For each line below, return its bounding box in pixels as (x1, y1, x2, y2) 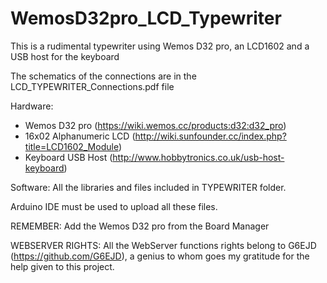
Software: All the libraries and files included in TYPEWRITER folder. (10, 181, 287, 193)
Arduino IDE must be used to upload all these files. (10, 200, 218, 212)
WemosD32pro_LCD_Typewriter (10, 7, 282, 30)
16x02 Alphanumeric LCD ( (24, 130, 136, 142)
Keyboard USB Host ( (24, 151, 113, 163)
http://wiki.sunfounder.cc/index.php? (134, 130, 287, 142)
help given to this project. (10, 260, 115, 272)
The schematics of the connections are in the (10, 70, 197, 82)
